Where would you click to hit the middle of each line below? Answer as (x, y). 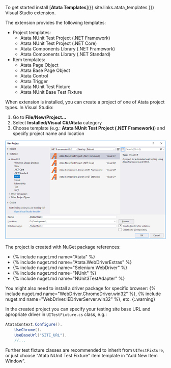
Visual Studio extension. (31, 13)
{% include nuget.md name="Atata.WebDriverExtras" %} (72, 262)
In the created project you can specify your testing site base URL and (78, 309)
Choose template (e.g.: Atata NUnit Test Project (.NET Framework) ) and (89, 128)
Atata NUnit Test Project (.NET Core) (59, 43)
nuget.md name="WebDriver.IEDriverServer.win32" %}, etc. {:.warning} (80, 299)
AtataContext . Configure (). (34, 324)
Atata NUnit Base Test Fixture (51, 92)
